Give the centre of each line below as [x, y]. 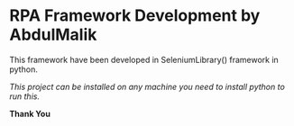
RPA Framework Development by [135, 16]
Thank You [30, 113]
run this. [25, 96]
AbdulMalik [53, 35]
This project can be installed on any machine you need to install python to [147, 86]
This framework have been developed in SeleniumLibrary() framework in [144, 59]
